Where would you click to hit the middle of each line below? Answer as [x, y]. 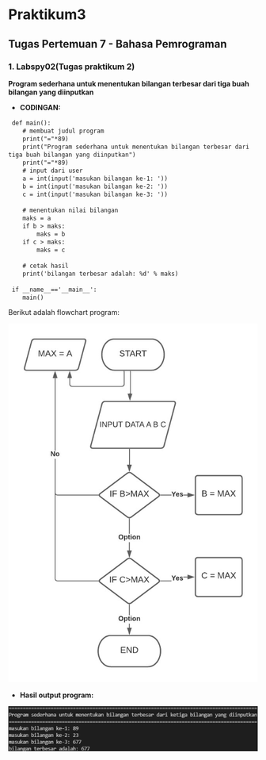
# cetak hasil [46, 266]
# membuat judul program [63, 131]
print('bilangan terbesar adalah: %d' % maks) [101, 274]
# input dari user [53, 171]
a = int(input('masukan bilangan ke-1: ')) [95, 178]
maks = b [51, 234]
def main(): [31, 123]
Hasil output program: [57, 695]
